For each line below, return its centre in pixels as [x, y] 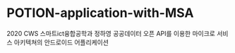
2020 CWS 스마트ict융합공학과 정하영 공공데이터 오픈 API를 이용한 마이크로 [111, 33]
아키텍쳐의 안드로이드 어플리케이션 [61, 42]
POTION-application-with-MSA [100, 13]
